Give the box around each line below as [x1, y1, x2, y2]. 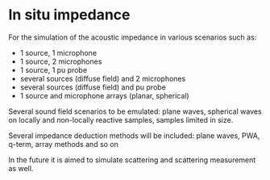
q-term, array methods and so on [8, 139, 119, 149]
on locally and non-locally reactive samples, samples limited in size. [8, 115, 234, 124]
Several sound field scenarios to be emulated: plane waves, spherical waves [8, 107, 262, 116]
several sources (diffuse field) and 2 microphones [19, 73, 186, 83]
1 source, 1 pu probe [19, 65, 87, 74]
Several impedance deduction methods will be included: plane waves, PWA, [8, 131, 260, 140]
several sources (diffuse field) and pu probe [19, 82, 167, 92]
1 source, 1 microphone [19, 48, 98, 57]
